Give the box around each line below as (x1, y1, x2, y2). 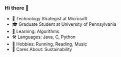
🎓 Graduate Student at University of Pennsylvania (11, 21, 116, 27)
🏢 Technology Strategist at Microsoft (11, 16, 88, 22)
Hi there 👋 (4, 4, 29, 11)
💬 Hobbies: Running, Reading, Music (11, 41, 87, 47)
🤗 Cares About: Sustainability (11, 47, 72, 53)
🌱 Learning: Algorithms (11, 28, 59, 34)
